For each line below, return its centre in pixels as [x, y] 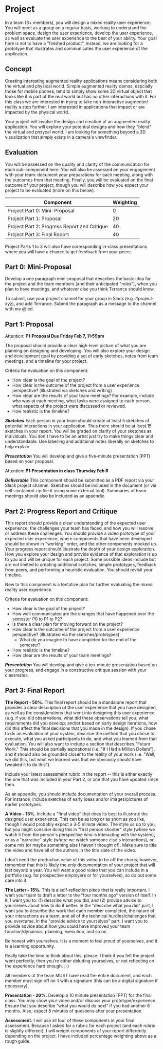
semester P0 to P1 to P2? [37, 619]
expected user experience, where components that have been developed [79, 538]
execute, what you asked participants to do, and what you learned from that [81, 739]
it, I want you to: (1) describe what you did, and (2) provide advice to [73, 900]
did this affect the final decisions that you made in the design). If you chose [81, 728]
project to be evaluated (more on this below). [50, 190]
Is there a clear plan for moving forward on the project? [67, 624]
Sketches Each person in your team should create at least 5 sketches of [77, 421]
